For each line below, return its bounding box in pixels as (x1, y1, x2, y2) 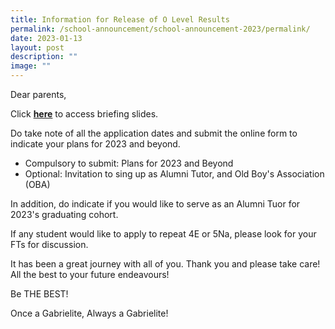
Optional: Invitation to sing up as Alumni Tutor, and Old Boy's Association (24, 168, 325, 180)
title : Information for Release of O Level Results (10, 14, 230, 25)
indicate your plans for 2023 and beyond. (10, 138, 181, 150)
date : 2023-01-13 (10, 33, 83, 43)
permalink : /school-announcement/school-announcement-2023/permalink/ (10, 24, 311, 34)
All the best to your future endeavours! (10, 269, 170, 280)
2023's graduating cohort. (10, 209, 119, 220)
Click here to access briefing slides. (10, 108, 159, 120)
